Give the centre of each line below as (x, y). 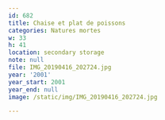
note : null (26, 60)
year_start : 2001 (37, 82)
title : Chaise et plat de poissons (67, 23)
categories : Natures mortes (55, 30)
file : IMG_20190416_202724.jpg (60, 68)
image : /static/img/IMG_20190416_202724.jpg (83, 97)
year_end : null (33, 89)
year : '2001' (30, 75)
